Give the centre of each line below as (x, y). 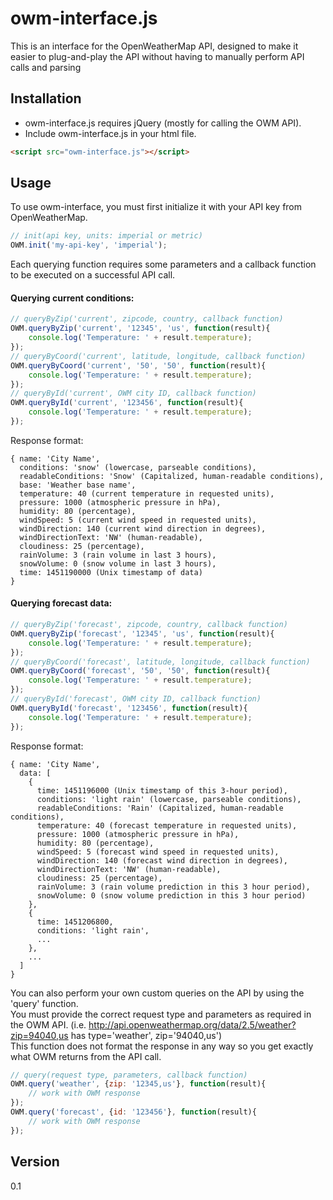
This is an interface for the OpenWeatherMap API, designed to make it (154, 46)
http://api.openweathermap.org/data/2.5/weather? (192, 1024)
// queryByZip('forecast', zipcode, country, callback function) (149, 625)
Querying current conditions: (72, 298)
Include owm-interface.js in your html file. (110, 133)
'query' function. (44, 1003)
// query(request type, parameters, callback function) (129, 1075)
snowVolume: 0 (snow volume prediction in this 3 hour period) (171, 895)
